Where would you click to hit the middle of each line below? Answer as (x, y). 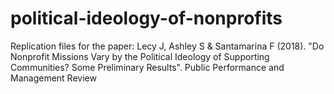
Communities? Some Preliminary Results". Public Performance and (147, 67)
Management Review (53, 78)
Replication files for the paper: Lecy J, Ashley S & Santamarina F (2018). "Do (167, 46)
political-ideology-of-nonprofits (146, 18)
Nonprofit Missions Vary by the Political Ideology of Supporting (140, 56)
